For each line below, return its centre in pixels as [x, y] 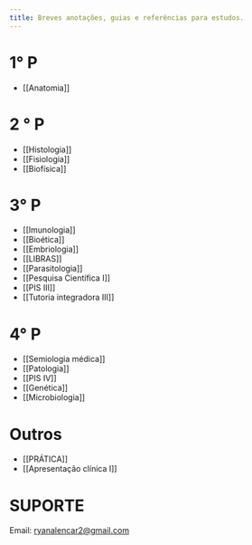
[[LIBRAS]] [42, 259]
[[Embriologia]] [51, 249]
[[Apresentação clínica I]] [70, 469]
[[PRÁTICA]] [45, 459]
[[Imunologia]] [49, 230]
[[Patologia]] [46, 368]
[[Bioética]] [43, 240]
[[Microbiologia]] [54, 397]
